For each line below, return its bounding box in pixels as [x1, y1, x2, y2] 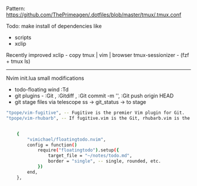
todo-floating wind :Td [14, 86, 69, 93]
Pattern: [6, 5, 25, 12]
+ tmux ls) [6, 58, 30, 65]
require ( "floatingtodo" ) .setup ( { [37, 147, 119, 153]
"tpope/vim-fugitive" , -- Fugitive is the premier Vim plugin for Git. [6, 110, 185, 116]
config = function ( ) [27, 142, 77, 148]
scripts [14, 34, 32, 40]
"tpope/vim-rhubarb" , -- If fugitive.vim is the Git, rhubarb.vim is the [6, 115, 191, 121]
